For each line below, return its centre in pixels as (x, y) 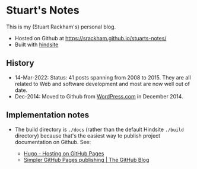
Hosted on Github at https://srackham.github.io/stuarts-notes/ (90, 38)
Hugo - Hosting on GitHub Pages (64, 153)
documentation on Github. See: (53, 142)
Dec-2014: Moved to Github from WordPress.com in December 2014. (99, 96)
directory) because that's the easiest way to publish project (88, 135)
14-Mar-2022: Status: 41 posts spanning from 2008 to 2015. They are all (103, 77)
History (20, 63)
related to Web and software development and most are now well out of (102, 84)
